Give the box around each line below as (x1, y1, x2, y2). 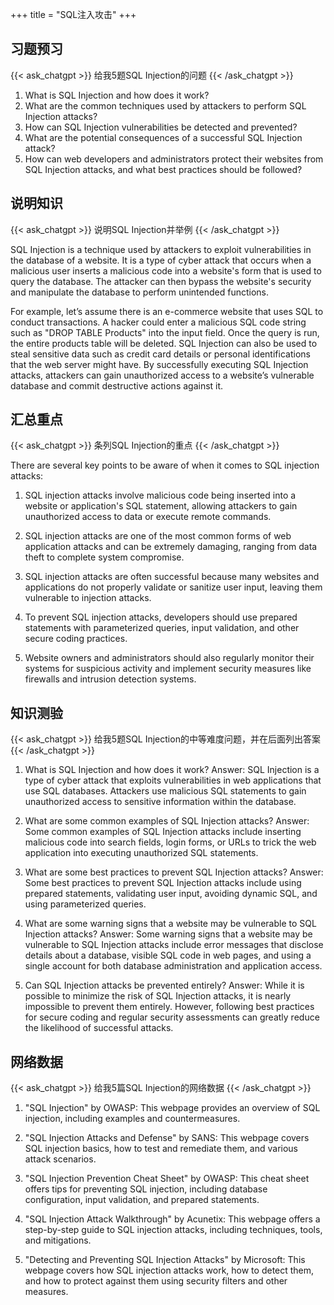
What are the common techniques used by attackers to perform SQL (24, 99, 307, 112)
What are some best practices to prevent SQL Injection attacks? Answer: (24, 866, 324, 878)
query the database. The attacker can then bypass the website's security (10, 275, 312, 287)
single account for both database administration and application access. (24, 960, 323, 972)
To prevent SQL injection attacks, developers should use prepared (24, 611, 298, 623)
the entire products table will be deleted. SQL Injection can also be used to (10, 337, 318, 349)
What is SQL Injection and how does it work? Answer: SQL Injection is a (24, 764, 320, 776)
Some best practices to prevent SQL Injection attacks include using (24, 877, 302, 889)
